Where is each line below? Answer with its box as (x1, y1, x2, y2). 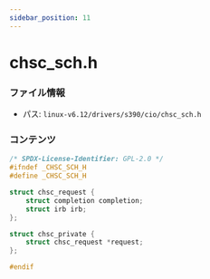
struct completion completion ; (25, 196, 144, 205)
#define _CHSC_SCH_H (9, 171, 88, 181)
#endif (9, 263, 34, 272)
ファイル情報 (9, 86, 66, 99)
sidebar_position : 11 (9, 13, 91, 23)
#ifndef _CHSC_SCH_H (9, 163, 88, 172)
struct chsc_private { (9, 229, 95, 238)
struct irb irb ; (25, 205, 88, 214)
